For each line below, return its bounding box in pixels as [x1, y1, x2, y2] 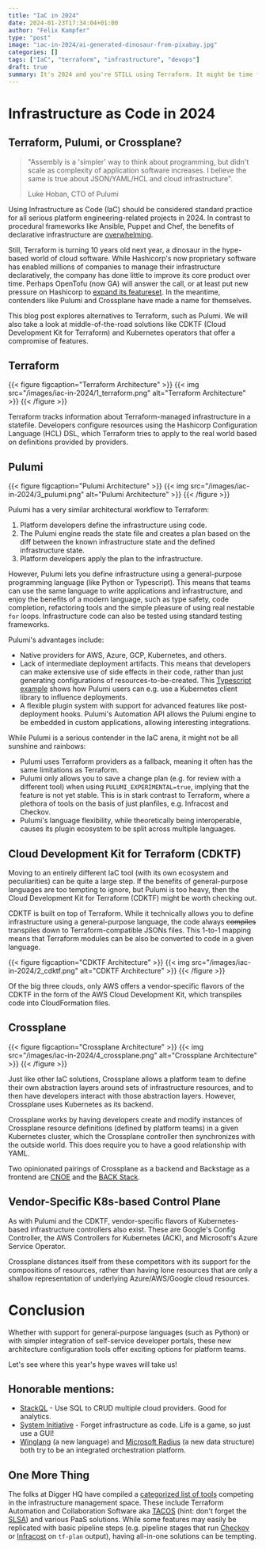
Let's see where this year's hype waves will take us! [8, 1359, 178, 1369]
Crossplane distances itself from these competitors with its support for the [8, 1256, 251, 1266]
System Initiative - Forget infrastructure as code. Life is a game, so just [19, 1420, 251, 1429]
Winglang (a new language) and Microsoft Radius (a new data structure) [19, 1437, 255, 1447]
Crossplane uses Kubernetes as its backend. [8, 1099, 154, 1109]
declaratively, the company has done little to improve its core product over [8, 270, 251, 279]
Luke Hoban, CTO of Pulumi [27, 189, 119, 199]
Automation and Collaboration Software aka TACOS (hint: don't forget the [8, 1506, 247, 1516]
